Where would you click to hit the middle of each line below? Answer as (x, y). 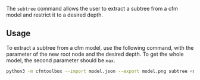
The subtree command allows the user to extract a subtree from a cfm (92, 9)
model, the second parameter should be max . (61, 60)
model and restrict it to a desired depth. (54, 15)
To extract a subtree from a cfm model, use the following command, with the (100, 47)
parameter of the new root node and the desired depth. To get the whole (95, 54)
